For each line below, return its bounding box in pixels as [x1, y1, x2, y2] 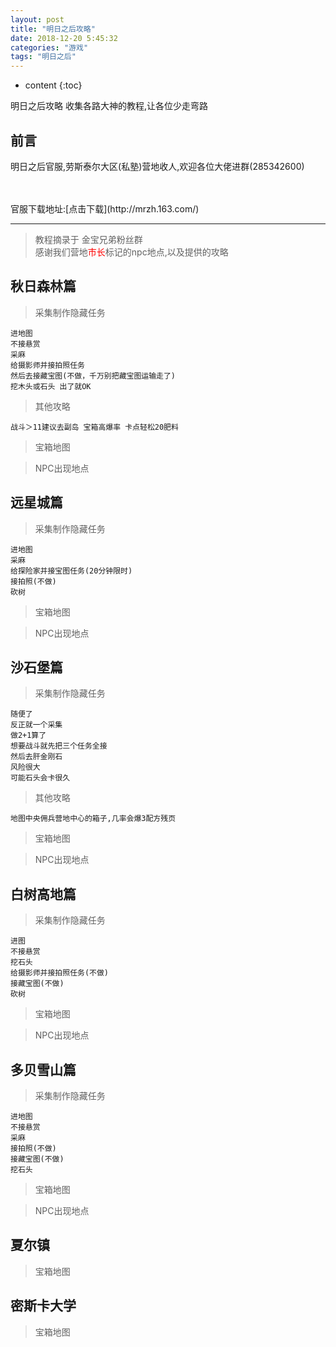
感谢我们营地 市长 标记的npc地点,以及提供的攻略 [34, 246, 229, 258]
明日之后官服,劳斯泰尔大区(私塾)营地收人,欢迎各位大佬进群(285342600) [10, 160, 305, 172]
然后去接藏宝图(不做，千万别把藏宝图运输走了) [10, 371, 177, 381]
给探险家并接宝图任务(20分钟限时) [10, 566, 133, 576]
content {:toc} [24, 79, 83, 91]
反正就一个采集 [10, 720, 63, 730]
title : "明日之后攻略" [10, 24, 96, 34]
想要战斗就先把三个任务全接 [10, 741, 108, 751]
